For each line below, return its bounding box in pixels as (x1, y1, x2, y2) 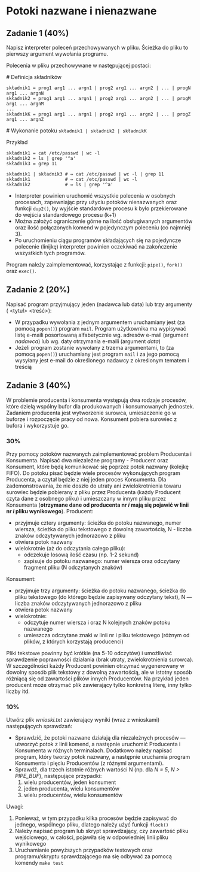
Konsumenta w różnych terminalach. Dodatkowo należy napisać (14, 747, 173, 754)
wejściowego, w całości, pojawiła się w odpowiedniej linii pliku (14, 834, 168, 841)
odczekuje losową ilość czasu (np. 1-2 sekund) (23, 551, 139, 558)
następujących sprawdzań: (6, 723, 73, 730)
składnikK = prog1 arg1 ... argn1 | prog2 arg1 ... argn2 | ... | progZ (6, 111, 191, 117)
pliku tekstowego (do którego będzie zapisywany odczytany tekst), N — (14, 593, 192, 600)
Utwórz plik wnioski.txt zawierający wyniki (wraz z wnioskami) (6, 716, 160, 723)
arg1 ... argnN (6, 90, 44, 96)
